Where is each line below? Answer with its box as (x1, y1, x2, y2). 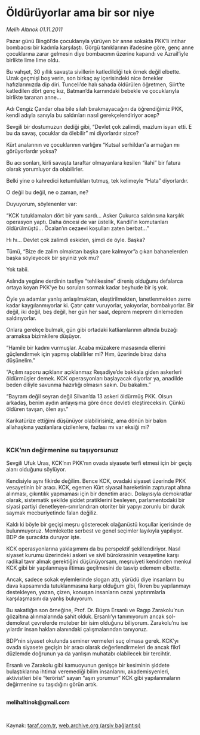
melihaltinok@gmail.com (6, 698, 70, 706)
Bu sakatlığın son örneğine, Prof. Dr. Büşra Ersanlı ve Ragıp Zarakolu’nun (6, 607, 184, 614)
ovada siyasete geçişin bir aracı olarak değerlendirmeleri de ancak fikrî (6, 644, 181, 651)
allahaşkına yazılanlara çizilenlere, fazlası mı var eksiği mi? (6, 423, 150, 431)
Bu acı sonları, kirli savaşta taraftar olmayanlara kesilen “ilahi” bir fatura (6, 159, 181, 166)
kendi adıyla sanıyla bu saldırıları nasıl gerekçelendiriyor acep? (6, 111, 160, 119)
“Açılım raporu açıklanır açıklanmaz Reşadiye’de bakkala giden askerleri (6, 368, 182, 376)
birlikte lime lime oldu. (6, 56, 60, 63)
